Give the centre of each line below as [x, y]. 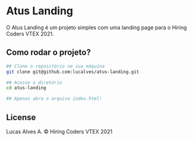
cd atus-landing [26, 88]
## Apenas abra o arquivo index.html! [54, 99]
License [21, 117]
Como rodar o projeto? [48, 53]
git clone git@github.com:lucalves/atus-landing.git [73, 72]
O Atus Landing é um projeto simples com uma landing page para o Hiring [96, 27]
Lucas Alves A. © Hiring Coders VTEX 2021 [59, 131]
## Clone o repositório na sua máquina [56, 66]
